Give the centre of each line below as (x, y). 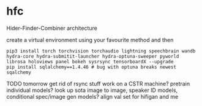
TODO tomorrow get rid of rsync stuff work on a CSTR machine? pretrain (98, 83)
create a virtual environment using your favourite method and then (90, 40)
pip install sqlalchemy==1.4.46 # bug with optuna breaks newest (91, 67)
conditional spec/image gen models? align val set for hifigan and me (92, 96)
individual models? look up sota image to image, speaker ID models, (92, 90)
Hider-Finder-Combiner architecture (52, 28)
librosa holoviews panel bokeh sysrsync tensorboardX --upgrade (90, 62)
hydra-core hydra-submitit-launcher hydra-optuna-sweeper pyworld (93, 56)
